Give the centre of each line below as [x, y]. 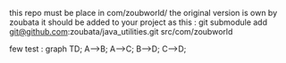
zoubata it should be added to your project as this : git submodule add [139, 22]
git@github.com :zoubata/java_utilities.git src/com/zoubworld [121, 31]
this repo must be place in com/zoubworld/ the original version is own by [143, 13]
